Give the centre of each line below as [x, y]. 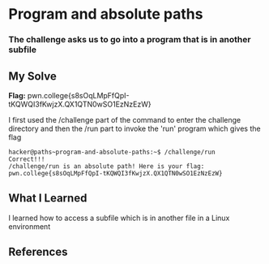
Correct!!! [27, 159]
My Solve [32, 76]
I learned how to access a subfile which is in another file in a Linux [119, 218]
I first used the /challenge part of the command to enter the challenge [125, 119]
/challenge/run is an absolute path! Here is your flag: [107, 166]
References [38, 252]
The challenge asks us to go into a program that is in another [130, 40]
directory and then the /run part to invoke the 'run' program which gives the [134, 128]
